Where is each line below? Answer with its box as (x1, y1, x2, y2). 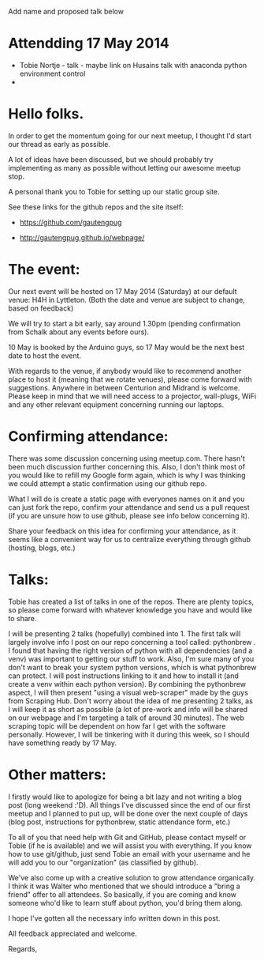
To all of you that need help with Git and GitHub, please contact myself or (8, 832, 247, 842)
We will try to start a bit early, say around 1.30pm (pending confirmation (8, 318, 241, 328)
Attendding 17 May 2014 (8, 35, 169, 52)
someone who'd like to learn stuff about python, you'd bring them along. (8, 898, 243, 907)
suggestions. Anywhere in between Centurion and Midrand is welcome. (8, 383, 240, 392)
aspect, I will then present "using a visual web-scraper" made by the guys (8, 688, 248, 697)
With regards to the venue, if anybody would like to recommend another (8, 366, 242, 375)
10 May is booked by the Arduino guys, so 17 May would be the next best (8, 342, 245, 352)
